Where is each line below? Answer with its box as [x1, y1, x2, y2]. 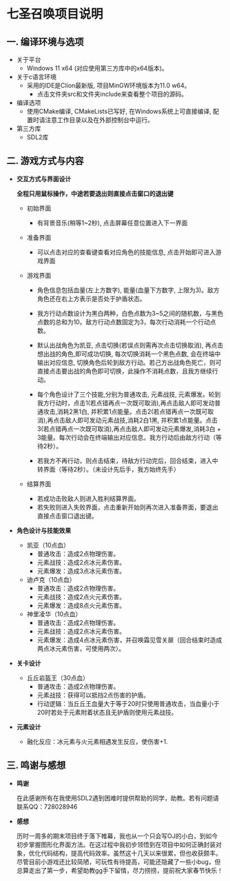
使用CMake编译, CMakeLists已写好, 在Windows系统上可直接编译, [26, 108, 211, 115]
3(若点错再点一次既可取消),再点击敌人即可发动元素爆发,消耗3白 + [36, 425, 222, 433]
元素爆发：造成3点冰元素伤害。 [36, 567, 126, 575]
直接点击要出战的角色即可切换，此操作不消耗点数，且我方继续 [36, 367, 213, 375]
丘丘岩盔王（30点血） [26, 674, 90, 682]
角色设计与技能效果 [16, 526, 72, 534]
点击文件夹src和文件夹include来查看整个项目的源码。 [36, 90, 187, 98]
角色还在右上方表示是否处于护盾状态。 [36, 294, 146, 303]
